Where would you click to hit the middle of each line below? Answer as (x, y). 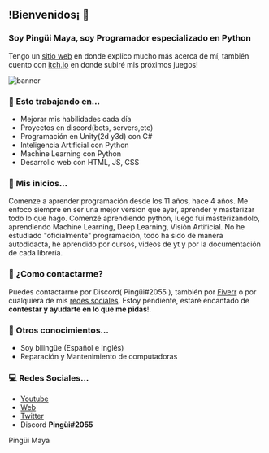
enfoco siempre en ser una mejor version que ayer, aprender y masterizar (132, 210)
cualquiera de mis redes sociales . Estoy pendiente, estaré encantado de (129, 300)
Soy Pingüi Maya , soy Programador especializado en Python (130, 38)
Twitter (32, 416)
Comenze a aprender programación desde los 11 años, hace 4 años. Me (128, 201)
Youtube (34, 399)
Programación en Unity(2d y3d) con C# (86, 136)
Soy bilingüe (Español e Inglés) (72, 347)
